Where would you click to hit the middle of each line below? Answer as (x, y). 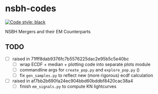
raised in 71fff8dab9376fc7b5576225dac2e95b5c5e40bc (71, 59)
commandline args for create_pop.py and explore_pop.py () (79, 70)
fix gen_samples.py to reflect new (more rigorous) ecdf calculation (86, 75)
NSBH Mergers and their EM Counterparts (48, 31)
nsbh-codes (31, 9)
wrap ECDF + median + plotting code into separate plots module (85, 64)
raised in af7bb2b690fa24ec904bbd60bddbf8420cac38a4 (73, 81)
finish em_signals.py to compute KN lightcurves (68, 87)
